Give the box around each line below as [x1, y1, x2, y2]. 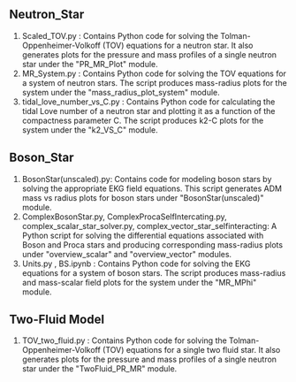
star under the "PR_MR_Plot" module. [21, 58, 159, 69]
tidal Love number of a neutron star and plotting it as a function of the [21, 105, 276, 116]
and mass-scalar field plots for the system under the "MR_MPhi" [21, 277, 257, 287]
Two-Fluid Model [9, 312, 104, 327]
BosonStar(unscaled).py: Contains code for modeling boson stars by [21, 173, 272, 184]
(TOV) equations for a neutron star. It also [102, 40, 254, 50]
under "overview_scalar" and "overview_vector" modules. [21, 248, 232, 259]
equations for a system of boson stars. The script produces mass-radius [21, 267, 286, 278]
